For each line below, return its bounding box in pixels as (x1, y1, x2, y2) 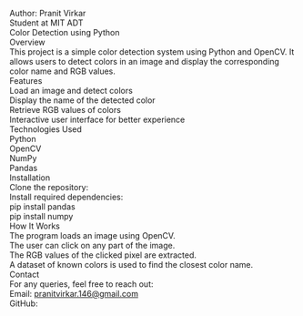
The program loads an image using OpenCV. (9, 230, 176, 240)
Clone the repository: (9, 182, 89, 192)
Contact (9, 269, 39, 280)
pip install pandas (9, 201, 76, 212)
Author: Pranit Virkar (9, 8, 86, 18)
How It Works (9, 220, 61, 231)
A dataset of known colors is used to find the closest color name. (9, 260, 254, 270)
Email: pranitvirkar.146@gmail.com (9, 289, 139, 299)
